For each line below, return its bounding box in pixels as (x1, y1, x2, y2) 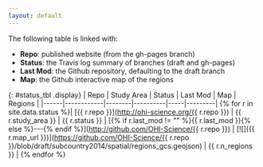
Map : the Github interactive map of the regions (19, 74, 174, 84)
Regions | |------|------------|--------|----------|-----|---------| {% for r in (8, 98, 253, 108)
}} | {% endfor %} (8, 149, 66, 159)
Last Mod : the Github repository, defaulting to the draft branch (19, 66, 226, 76)
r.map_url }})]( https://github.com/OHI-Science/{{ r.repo (8, 133, 190, 142)
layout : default (8, 11, 62, 20)
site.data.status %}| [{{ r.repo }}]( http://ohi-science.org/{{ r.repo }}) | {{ (8, 107, 241, 117)
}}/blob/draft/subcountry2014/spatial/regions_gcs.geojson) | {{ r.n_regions (8, 141, 253, 150)
